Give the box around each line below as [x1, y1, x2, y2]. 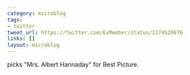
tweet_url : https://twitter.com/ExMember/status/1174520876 [7, 29, 184, 36]
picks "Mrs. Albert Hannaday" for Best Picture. [7, 61, 139, 68]
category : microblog [7, 10, 67, 17]
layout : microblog [7, 42, 60, 48]
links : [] [7, 35, 36, 42]
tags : [7, 16, 23, 23]
